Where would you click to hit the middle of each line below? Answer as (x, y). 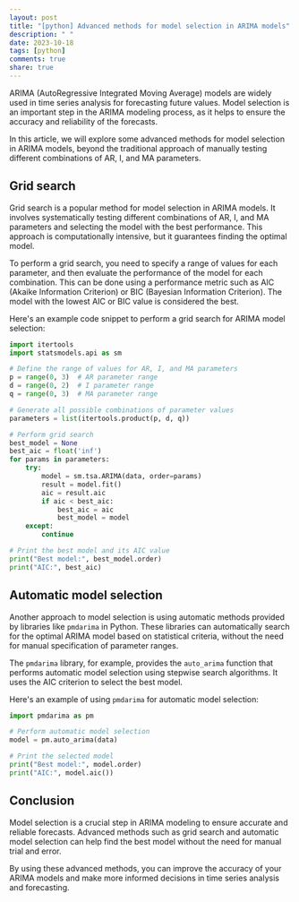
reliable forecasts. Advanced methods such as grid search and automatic (144, 832)
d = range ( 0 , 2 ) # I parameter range (81, 386)
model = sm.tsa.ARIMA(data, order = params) (122, 477)
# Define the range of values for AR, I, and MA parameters (124, 369)
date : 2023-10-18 (42, 43)
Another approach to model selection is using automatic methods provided (147, 617)
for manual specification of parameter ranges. (94, 645)
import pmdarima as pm (51, 716)
